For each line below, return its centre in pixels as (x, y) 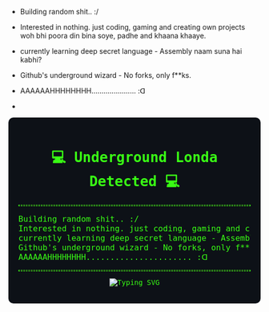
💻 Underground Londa (134, 158)
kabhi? (31, 60)
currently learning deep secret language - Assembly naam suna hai (131, 51)
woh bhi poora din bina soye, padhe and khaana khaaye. (113, 36)
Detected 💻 (134, 182)
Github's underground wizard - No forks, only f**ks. (106, 75)
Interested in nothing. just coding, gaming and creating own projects (132, 27)
